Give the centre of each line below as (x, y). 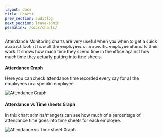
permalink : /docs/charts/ (31, 28)
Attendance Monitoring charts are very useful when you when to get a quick (81, 41)
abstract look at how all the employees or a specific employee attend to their (81, 46)
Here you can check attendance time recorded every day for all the (72, 78)
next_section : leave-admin (32, 23)
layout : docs (18, 9)
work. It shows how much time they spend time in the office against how (77, 52)
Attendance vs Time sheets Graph (40, 104)
